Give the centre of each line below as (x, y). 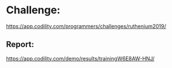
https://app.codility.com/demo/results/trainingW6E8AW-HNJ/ (80, 58)
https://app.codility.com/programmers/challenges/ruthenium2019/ (86, 26)
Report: (20, 44)
